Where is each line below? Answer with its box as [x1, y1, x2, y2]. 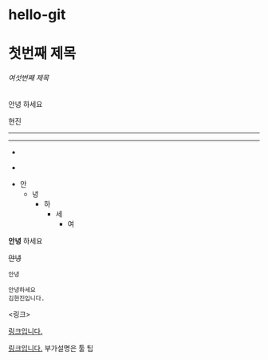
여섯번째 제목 [8, 73, 49, 82]
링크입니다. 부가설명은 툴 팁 [8, 343, 94, 353]
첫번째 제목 [8, 45, 77, 63]
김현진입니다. [8, 294, 45, 303]
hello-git [8, 6, 66, 24]
